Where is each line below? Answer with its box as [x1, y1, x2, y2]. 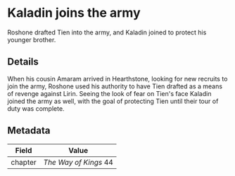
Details [7, 56, 39, 68]
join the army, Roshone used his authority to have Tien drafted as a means [7, 82, 223, 90]
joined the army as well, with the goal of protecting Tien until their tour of [7, 97, 219, 105]
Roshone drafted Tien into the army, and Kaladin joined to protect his [7, 28, 207, 36]
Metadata [7, 125, 51, 137]
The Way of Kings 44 [43, 157, 114, 167]
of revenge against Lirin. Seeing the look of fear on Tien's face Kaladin [7, 89, 212, 97]
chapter [11, 157, 37, 167]
